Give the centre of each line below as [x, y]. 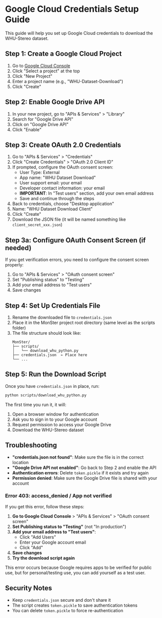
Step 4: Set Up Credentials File [53, 306]
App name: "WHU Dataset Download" [58, 177]
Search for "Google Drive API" [43, 119]
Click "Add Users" [38, 537]
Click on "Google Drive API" [40, 124]
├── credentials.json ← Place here [50, 355]
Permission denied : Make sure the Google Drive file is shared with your [85, 478]
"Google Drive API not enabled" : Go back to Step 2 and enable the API [84, 468]
